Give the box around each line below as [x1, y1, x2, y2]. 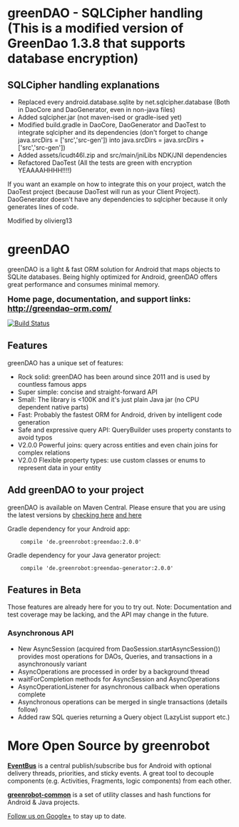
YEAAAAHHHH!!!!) [17, 166, 72, 174]
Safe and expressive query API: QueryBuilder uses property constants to [17, 425, 232, 434]
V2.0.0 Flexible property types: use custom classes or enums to [17, 455, 205, 465]
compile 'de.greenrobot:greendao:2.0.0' [20, 538, 142, 545]
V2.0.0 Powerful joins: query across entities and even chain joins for [17, 440, 218, 449]
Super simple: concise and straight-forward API [17, 387, 158, 396]
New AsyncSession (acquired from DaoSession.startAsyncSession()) [17, 644, 221, 653]
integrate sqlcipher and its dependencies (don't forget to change [17, 128, 208, 136]
